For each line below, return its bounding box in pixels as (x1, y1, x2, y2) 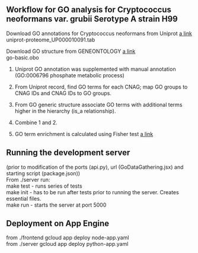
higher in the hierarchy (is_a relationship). (14, 107, 116, 115)
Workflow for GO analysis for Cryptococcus (6, 5, 172, 15)
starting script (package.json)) (6, 169, 81, 177)
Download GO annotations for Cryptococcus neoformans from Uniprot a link (6, 30, 193, 37)
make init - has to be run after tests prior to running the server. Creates (6, 188, 179, 195)
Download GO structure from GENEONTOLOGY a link (6, 48, 136, 55)
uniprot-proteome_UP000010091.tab (6, 36, 95, 43)
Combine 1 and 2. (14, 119, 58, 126)
